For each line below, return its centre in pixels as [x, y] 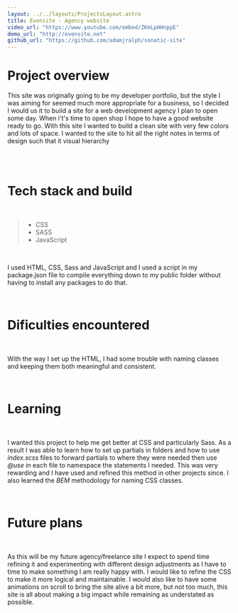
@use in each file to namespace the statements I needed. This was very [113, 465]
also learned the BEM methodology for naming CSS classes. [95, 480]
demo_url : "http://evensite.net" [57, 34]
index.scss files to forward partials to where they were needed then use [112, 458]
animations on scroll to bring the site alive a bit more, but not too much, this [118, 587]
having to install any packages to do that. [67, 283]
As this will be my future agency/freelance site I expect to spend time [108, 556]
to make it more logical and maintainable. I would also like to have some [112, 579]
